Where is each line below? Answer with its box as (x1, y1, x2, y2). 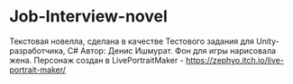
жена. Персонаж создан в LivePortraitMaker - (9, 55, 185, 65)
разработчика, (9, 45, 66, 55)
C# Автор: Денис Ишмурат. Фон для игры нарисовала (67, 45, 277, 55)
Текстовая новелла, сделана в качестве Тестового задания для (9, 36, 255, 46)
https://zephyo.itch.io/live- (186, 55, 284, 65)
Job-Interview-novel (9, 6, 169, 27)
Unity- (256, 36, 279, 46)
